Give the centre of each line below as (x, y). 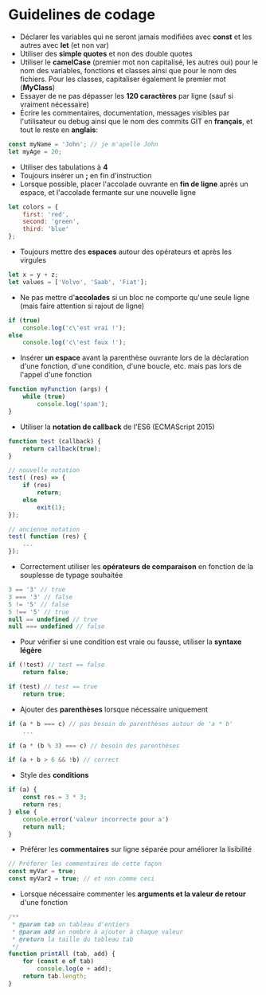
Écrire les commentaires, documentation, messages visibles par (125, 112)
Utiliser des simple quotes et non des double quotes (106, 53)
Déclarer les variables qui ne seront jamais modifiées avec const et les (136, 37)
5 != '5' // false (39, 604)
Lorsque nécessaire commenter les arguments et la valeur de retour (133, 894)
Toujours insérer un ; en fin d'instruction (86, 175)
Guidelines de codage (82, 15)
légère (31, 650)
